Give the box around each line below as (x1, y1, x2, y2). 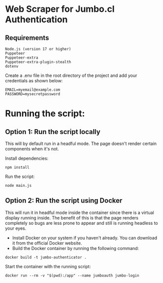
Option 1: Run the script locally (5, 127, 101, 136)
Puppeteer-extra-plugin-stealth (5, 60, 71, 65)
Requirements (5, 34, 49, 42)
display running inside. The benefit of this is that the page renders (5, 214, 138, 220)
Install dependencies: (5, 155, 49, 161)
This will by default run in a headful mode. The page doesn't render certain (5, 141, 157, 146)
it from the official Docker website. (12, 240, 82, 246)
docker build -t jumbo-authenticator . (5, 255, 87, 260)
